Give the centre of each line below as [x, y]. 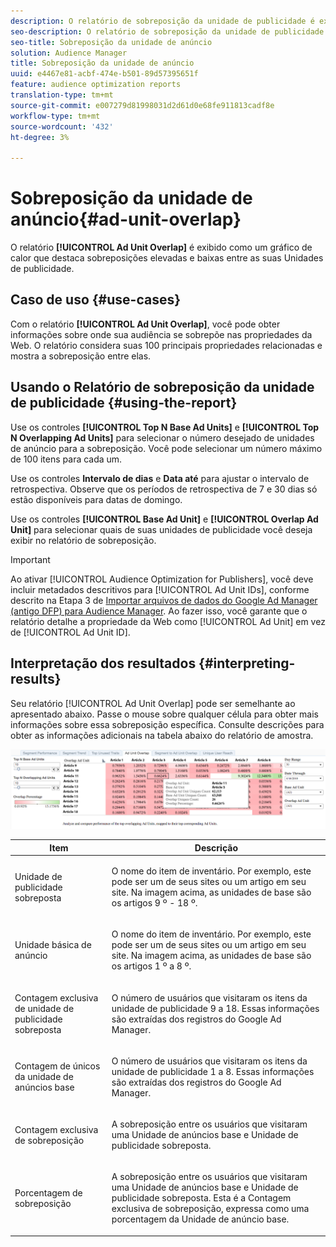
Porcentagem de [48, 1192]
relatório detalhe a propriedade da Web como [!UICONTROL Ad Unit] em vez [168, 621]
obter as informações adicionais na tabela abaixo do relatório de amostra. [162, 735]
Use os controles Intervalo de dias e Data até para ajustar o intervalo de [160, 478]
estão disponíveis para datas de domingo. [96, 499]
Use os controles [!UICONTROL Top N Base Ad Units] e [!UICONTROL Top [165, 427]
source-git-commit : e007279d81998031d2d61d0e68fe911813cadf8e [142, 105]
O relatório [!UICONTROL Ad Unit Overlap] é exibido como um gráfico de [161, 247]
